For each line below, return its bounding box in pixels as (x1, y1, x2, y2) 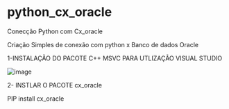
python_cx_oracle (7, 4, 112, 20)
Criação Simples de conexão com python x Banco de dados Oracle (7, 40, 199, 49)
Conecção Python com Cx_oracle (7, 27, 103, 35)
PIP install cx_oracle (7, 94, 65, 103)
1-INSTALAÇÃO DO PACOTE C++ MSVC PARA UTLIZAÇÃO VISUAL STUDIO (7, 53, 223, 62)
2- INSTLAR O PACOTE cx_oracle (7, 81, 103, 89)
